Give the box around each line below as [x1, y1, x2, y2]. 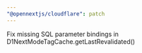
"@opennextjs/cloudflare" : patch [6, 10, 105, 18]
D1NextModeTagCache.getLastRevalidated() [6, 37, 136, 46]
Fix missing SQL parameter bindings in [6, 30, 119, 38]
